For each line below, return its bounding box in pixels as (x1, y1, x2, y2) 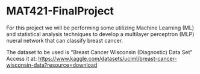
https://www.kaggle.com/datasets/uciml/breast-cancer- (38, 55, 177, 62)
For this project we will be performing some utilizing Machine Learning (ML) (6, 24, 195, 31)
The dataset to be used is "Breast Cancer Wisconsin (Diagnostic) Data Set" (6, 48, 193, 55)
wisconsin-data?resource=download (6, 61, 98, 69)
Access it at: (6, 55, 37, 62)
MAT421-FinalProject (6, 4, 114, 18)
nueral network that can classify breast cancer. (6, 37, 123, 44)
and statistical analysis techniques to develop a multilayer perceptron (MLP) (6, 30, 195, 37)
